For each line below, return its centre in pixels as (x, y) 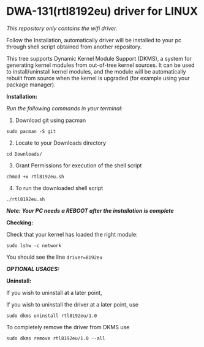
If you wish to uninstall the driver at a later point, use (73, 304)
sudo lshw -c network (34, 246)
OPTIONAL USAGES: (33, 269)
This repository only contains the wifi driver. (62, 28)
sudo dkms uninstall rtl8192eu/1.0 (52, 316)
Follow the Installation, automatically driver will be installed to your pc (94, 40)
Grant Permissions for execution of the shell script (78, 165)
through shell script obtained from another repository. (74, 47)
